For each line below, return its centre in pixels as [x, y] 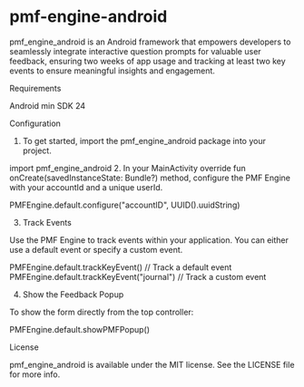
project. [37, 150]
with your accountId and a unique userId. [86, 187]
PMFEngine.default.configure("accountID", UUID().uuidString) [125, 205]
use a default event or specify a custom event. [96, 249]
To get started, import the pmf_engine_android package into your [144, 140]
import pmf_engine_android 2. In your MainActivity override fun [128, 168]
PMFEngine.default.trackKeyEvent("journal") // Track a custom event [138, 276]
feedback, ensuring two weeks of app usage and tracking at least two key [147, 61]
